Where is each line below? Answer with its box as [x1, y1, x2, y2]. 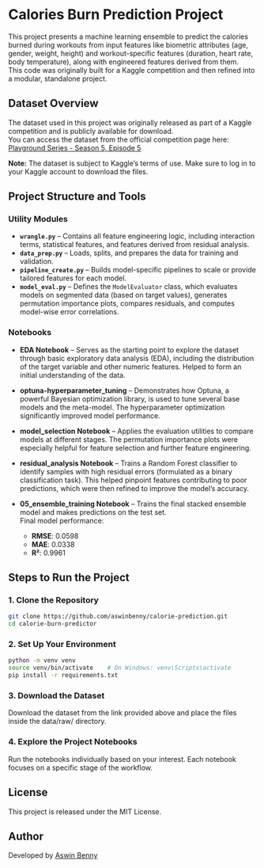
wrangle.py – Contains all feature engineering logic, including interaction [19, 231, 255, 241]
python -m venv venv [8, 657, 77, 664]
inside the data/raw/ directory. [8, 717, 107, 726]
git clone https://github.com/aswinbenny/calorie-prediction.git [8, 612, 228, 621]
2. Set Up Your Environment [8, 639, 116, 650]
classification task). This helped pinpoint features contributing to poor [19, 475, 247, 485]
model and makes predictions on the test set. [19, 507, 168, 516]
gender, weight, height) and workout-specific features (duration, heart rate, [8, 48, 254, 58]
